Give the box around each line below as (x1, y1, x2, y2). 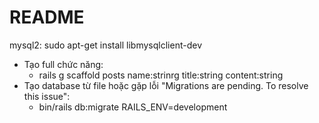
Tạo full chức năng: (23, 58, 104, 70)
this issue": (23, 90, 71, 102)
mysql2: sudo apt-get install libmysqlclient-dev (9, 39, 203, 51)
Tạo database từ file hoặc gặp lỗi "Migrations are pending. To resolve (23, 79, 309, 91)
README (9, 6, 85, 29)
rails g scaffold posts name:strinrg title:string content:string (38, 69, 284, 81)
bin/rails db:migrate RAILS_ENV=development (38, 101, 228, 113)
